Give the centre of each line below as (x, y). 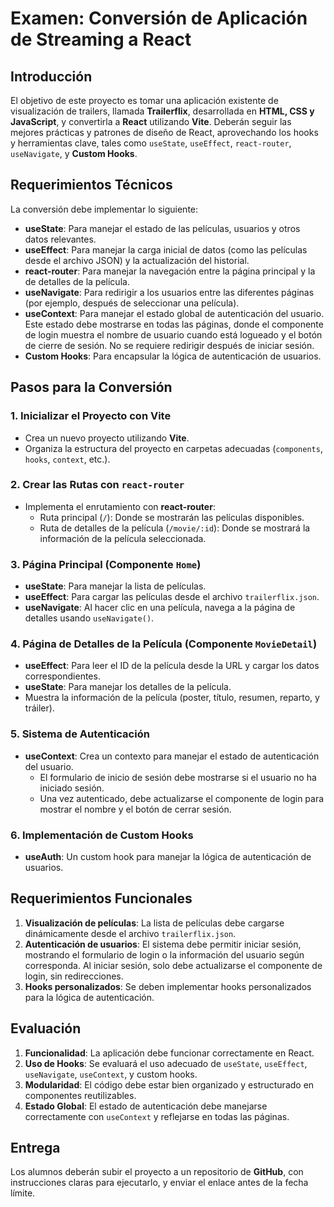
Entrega (35, 1148)
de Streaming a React (101, 39)
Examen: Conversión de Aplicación (159, 18)
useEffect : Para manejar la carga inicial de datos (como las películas (166, 249)
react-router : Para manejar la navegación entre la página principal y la (170, 271)
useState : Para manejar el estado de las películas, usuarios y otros (162, 228)
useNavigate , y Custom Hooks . (74, 153)
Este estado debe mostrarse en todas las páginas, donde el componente (174, 324)
